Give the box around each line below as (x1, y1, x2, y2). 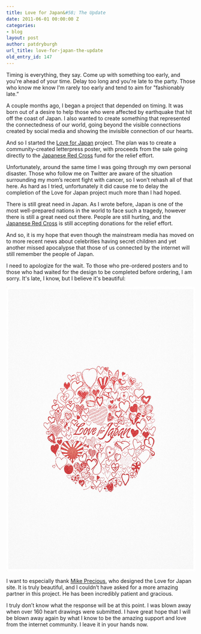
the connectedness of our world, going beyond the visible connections (6, 121, 181, 128)
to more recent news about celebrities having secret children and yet (6, 238, 177, 245)
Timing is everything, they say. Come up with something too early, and (6, 71, 181, 78)
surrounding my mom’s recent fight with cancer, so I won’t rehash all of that (6, 176, 193, 183)
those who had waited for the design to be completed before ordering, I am (6, 268, 192, 275)
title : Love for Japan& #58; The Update (6, 10, 106, 16)
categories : (6, 22, 36, 28)
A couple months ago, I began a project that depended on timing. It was (6, 102, 184, 109)
